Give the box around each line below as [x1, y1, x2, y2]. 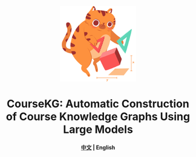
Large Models [62, 123, 134, 136]
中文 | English [80, 144, 116, 151]
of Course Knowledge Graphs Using [5, 110, 191, 124]
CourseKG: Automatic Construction [6, 97, 190, 111]
